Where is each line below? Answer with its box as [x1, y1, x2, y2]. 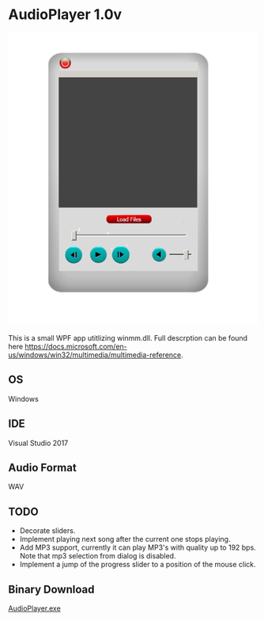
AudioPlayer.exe [8, 604, 61, 613]
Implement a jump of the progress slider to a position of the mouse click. [19, 560, 256, 570]
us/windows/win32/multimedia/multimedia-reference [8, 350, 182, 360]
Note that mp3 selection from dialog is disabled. [19, 551, 176, 561]
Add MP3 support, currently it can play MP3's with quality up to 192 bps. [19, 543, 257, 552]
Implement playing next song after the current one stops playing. [19, 535, 231, 544]
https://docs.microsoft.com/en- [25, 341, 128, 351]
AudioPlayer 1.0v [8, 6, 123, 24]
